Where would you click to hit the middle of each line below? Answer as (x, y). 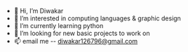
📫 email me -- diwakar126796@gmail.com (76, 41)
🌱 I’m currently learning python (59, 26)
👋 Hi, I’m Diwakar (39, 11)
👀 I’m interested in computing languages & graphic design (97, 18)
